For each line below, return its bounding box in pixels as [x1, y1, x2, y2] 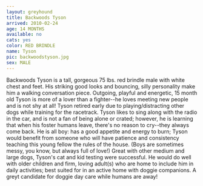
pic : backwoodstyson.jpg [6, 54, 69, 60]
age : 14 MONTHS [6, 25, 45, 32]
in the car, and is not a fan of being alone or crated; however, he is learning [6, 115, 194, 122]
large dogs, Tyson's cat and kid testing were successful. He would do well [6, 153, 192, 161]
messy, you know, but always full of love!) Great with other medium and [6, 147, 185, 154]
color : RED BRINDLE [6, 43, 56, 49]
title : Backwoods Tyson [6, 15, 67, 21]
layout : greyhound [6, 8, 53, 15]
